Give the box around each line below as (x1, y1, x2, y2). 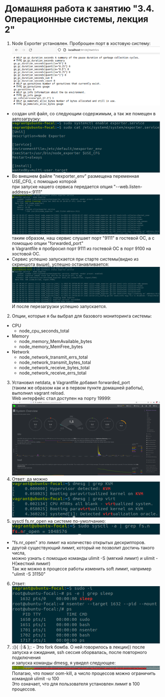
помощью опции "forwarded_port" (11, 240, 84, 246)
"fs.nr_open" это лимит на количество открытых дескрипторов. (11, 540, 146, 545)
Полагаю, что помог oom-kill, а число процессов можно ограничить (11, 670, 156, 676)
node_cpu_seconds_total (19, 328, 69, 334)
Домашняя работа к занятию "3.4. (4, 3, 155, 14)
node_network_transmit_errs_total (19, 354, 88, 360)
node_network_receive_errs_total (19, 370, 87, 376)
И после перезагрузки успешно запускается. (11, 303, 107, 309)
